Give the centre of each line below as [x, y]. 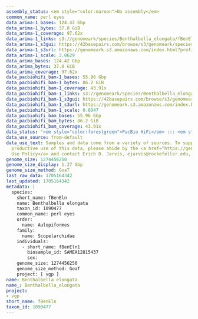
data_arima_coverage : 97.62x [42, 72]
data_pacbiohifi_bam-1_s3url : [43, 104]
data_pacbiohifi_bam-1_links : [43, 94]
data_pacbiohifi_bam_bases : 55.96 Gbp [54, 115]
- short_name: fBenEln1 [51, 247]
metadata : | [21, 187]
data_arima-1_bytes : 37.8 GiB [43, 28]
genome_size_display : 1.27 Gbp [44, 165]
